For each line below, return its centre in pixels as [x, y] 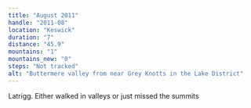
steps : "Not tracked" [44, 67]
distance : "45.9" [36, 45]
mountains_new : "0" [40, 59]
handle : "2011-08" [38, 23]
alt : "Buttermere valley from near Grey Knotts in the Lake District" [126, 74]
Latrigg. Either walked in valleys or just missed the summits [104, 95]
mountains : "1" [33, 52]
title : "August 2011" [44, 15]
